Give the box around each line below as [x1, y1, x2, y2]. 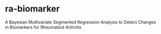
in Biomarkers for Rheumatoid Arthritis [5, 24, 81, 30]
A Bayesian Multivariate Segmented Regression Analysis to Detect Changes [5, 19, 156, 25]
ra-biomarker [5, 3, 60, 14]
